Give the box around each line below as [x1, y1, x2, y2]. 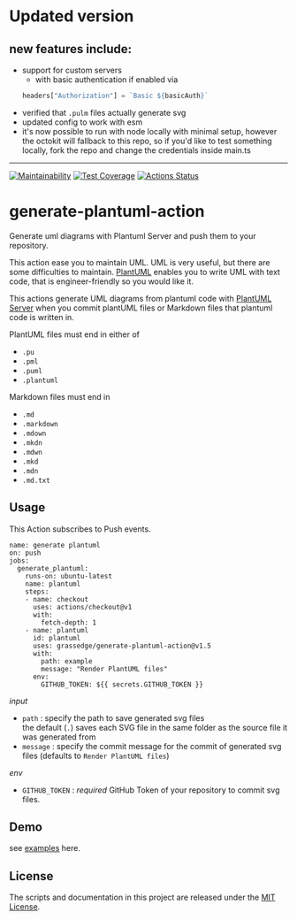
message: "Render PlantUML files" [41, 664, 168, 673]
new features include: [9, 42, 133, 57]
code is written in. [9, 311, 75, 322]
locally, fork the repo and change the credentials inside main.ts [21, 144, 252, 156]
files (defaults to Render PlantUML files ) [21, 750, 170, 761]
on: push [9, 548, 42, 557]
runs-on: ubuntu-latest [25, 571, 113, 580]
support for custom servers [21, 65, 122, 75]
